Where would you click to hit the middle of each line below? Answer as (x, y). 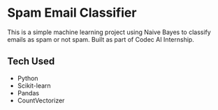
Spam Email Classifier (72, 13)
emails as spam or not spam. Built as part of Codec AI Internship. (101, 39)
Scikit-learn (34, 86)
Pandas (28, 93)
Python (28, 78)
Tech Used (31, 62)
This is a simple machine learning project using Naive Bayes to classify (109, 32)
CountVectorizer (41, 100)
